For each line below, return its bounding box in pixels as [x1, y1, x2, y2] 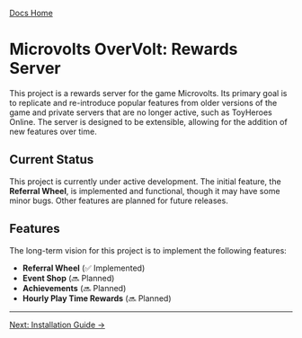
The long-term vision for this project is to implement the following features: [9, 245, 288, 255]
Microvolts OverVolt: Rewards [9, 40, 238, 59]
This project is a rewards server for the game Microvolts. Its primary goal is [9, 87, 288, 98]
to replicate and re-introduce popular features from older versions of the [9, 97, 278, 108]
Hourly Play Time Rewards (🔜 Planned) [22, 292, 172, 304]
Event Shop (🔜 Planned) [22, 272, 115, 283]
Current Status [9, 152, 94, 167]
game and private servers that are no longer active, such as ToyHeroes [9, 107, 272, 118]
